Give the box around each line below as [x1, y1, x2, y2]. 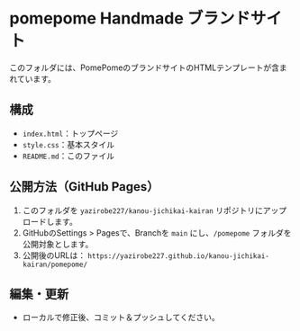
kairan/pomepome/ [22, 260, 88, 269]
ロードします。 [22, 216, 78, 227]
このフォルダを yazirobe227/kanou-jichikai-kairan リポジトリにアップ [22, 204, 286, 216]
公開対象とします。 [22, 238, 94, 249]
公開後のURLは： [22, 249, 86, 261]
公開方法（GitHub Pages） [9, 179, 159, 194]
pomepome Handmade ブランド [9, 8, 250, 29]
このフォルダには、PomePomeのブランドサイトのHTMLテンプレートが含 [9, 62, 279, 73]
